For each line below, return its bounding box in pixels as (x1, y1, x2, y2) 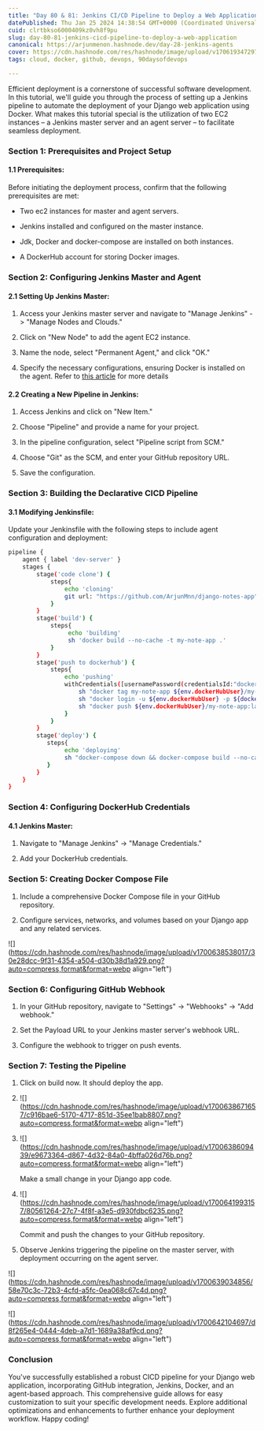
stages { (22, 563, 51, 572)
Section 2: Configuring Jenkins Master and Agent (8, 271, 202, 282)
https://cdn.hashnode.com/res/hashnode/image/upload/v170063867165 (22, 1101, 256, 1112)
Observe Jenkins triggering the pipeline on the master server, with (19, 1245, 234, 1254)
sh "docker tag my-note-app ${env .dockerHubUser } (78, 688, 244, 696)
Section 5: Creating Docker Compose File (8, 874, 169, 885)
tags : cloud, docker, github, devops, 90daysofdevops (8, 56, 189, 64)
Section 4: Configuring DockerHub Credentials (8, 802, 191, 813)
